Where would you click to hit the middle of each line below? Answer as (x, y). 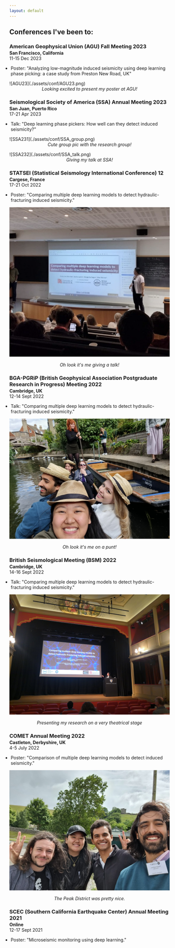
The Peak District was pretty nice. (90, 899)
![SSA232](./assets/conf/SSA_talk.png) (50, 154)
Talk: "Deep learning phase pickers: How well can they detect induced (84, 124)
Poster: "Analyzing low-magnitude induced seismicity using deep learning (88, 68)
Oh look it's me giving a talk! (90, 365)
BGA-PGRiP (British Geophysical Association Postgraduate (83, 378)
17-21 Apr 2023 (25, 114)
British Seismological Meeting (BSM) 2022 (63, 560)
